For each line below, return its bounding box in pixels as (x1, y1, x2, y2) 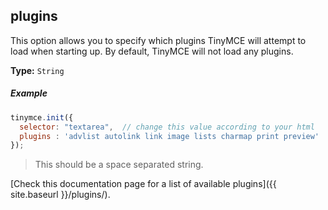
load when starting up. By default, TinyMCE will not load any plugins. (10, 45, 294, 57)
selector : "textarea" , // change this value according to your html (19, 122, 315, 132)
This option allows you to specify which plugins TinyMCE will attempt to (10, 34, 307, 46)
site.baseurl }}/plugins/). (10, 189, 111, 201)
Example (10, 87, 48, 99)
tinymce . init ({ (10, 112, 74, 123)
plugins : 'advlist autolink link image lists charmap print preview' (19, 131, 320, 141)
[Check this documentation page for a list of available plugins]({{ (10, 178, 277, 190)
